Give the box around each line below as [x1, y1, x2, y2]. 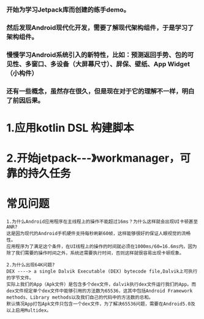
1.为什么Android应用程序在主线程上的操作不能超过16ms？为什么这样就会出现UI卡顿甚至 [6, 219, 198, 225]
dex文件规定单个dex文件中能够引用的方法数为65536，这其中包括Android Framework [6, 288, 193, 294]
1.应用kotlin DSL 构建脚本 [6, 121, 134, 135]
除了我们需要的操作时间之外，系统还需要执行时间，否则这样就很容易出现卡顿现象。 [6, 250, 184, 256]
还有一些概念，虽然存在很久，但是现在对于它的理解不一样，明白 [6, 87, 195, 96]
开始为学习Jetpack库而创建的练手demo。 [6, 5, 130, 13]
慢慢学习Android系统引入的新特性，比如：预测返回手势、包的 [6, 50, 188, 59]
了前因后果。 [6, 96, 45, 105]
